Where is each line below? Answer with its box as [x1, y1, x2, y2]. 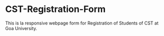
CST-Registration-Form [5, 3, 106, 15]
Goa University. [5, 25, 37, 31]
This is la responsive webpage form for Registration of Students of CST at [5, 20, 159, 26]
